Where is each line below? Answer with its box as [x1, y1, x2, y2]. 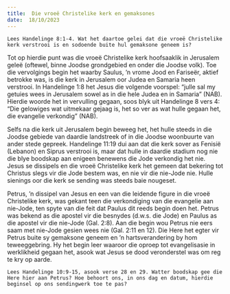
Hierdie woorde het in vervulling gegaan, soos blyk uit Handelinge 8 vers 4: [7, 97, 220, 105]
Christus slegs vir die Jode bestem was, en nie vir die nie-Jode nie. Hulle [7, 169, 214, 177]
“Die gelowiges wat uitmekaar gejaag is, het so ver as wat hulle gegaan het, [7, 104, 221, 113]
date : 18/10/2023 [7, 16, 60, 23]
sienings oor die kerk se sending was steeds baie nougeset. [7, 176, 177, 184]
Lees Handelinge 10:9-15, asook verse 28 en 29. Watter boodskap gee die [7, 269, 223, 275]
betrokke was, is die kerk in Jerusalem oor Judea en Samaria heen [7, 75, 196, 83]
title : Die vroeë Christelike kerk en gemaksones [7, 10, 155, 17]
